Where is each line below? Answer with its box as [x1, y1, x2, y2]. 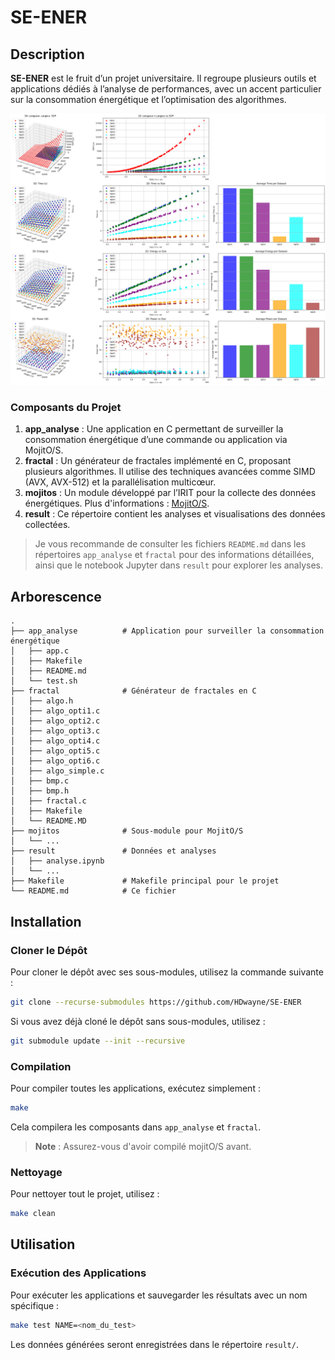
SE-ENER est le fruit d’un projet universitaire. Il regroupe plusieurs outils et [10, 72, 317, 84]
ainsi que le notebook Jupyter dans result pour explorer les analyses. [34, 559, 324, 571]
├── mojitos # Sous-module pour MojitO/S [10, 826, 244, 836]
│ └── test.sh [10, 676, 78, 686]
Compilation [10, 1059, 72, 1073]
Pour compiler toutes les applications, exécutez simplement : [10, 1082, 261, 1094]
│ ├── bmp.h [10, 786, 70, 796]
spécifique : [10, 1299, 60, 1311]
